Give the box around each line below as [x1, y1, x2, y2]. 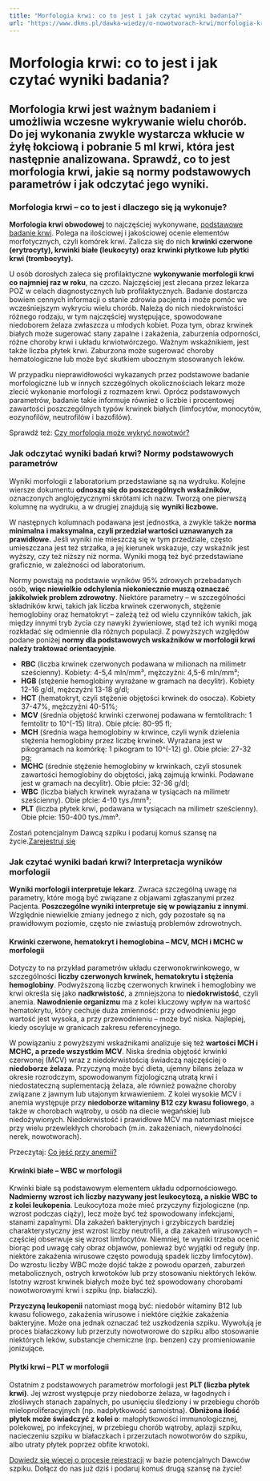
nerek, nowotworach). [9, 1132, 83, 1141]
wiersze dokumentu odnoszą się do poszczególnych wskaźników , [9, 485, 232, 494]
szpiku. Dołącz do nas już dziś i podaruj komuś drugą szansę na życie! [9, 1463, 243, 1473]
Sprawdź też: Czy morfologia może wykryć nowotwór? [9, 428, 190, 437]
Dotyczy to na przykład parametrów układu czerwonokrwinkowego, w [9, 963, 240, 973]
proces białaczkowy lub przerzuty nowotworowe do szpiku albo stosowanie [9, 1326, 260, 1336]
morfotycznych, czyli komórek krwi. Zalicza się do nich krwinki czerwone [9, 237, 253, 247]
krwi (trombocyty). [9, 254, 74, 264]
